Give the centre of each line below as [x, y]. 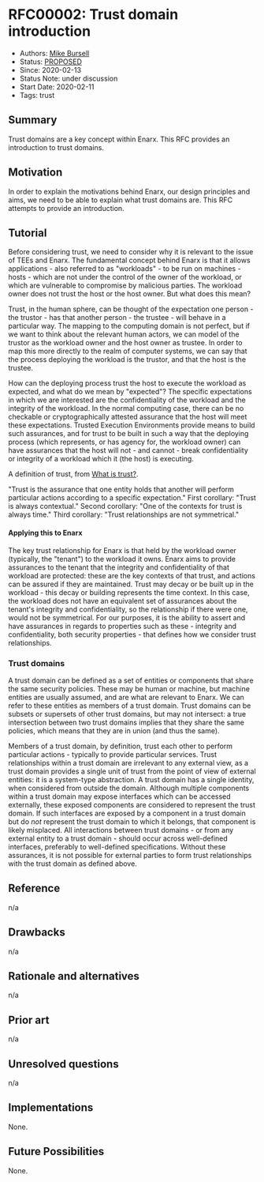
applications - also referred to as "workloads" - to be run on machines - [125, 269]
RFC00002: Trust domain [93, 15]
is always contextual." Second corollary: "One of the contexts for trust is [125, 506]
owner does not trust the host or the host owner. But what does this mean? [129, 294]
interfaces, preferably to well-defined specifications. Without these [117, 846]
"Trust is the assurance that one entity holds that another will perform [121, 489]
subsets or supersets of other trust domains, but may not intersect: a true [127, 713]
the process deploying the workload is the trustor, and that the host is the [127, 359]
